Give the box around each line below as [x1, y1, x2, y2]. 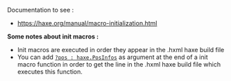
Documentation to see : [7, 6, 74, 14]
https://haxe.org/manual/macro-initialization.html [17, 19, 157, 27]
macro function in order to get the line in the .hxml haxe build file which [17, 60, 221, 68]
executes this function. [17, 68, 83, 76]
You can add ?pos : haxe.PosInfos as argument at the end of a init [17, 53, 208, 61]
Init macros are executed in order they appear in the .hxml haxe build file [17, 46, 225, 54]
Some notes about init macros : [7, 32, 99, 40]
